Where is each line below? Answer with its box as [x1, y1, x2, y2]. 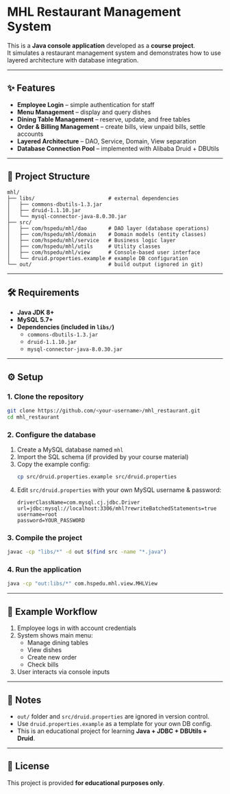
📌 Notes [7, 694, 42, 705]
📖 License [7, 760, 50, 772]
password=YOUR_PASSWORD [16, 517, 86, 524]
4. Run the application [7, 565, 82, 574]
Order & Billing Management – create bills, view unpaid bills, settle [16, 122, 205, 130]
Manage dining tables [27, 639, 89, 647]
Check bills [27, 660, 60, 669]
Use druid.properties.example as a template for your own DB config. [16, 719, 212, 727]
